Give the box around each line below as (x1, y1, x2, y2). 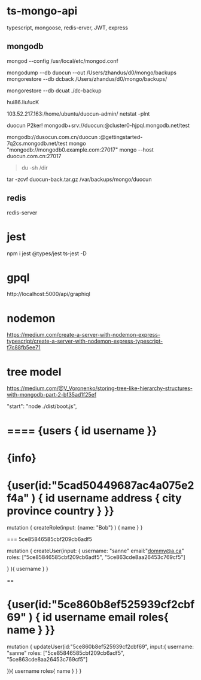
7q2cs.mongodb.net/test (7, 140, 68, 147)
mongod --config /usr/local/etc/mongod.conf (7, 57, 118, 64)
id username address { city (45, 491, 182, 504)
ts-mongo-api (7, 4, 78, 18)
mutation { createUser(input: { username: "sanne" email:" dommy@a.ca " (7, 547, 184, 554)
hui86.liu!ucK (7, 98, 39, 105)
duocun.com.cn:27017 (7, 152, 62, 159)
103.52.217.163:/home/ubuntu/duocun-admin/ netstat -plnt (7, 110, 150, 117)
